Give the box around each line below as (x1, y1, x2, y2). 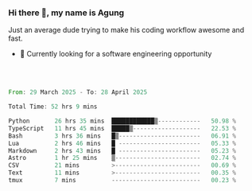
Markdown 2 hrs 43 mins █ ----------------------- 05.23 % (8, 146, 237, 154)
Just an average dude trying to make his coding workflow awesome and (8, 25, 245, 35)
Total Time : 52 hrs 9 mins (8, 103, 98, 111)
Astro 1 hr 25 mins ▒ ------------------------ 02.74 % (8, 154, 237, 162)
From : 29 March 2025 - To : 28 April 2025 (8, 88, 148, 96)
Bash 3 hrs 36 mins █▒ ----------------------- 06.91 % (8, 131, 237, 140)
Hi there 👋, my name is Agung (8, 7, 125, 18)
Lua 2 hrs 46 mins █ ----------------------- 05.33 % (8, 139, 237, 147)
